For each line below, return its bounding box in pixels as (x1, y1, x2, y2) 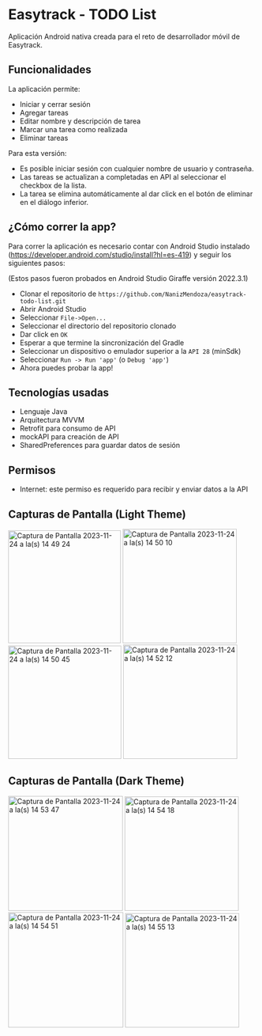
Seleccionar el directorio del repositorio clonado (19, 321, 177, 330)
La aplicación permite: (8, 84, 80, 93)
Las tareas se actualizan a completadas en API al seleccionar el (19, 172, 226, 181)
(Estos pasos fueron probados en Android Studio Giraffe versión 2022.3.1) (8, 273, 249, 283)
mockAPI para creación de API (19, 432, 120, 442)
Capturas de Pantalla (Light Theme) (8, 507, 187, 521)
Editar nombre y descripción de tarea (19, 116, 141, 126)
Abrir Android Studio (19, 304, 87, 313)
